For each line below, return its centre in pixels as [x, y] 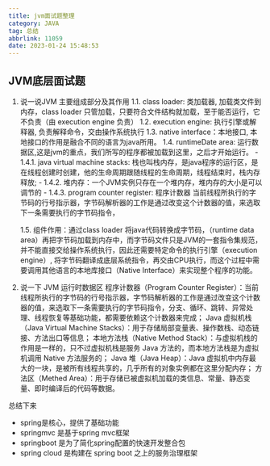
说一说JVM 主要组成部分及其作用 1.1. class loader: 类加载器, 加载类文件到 [141, 101]
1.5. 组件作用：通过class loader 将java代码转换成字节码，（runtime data [137, 229]
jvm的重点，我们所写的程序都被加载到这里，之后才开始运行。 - [154, 152]
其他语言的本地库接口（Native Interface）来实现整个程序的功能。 [149, 270]
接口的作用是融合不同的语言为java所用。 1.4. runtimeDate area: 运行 [139, 141]
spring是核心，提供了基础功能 [69, 422]
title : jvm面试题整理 [42, 16]
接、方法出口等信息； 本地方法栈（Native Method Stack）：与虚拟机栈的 [139, 338]
